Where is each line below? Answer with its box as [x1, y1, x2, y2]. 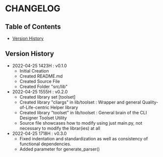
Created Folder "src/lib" [19, 83, 68, 89]
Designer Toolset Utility [19, 115, 67, 121]
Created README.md [19, 73, 63, 79]
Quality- [142, 99, 159, 105]
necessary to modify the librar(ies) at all [19, 125, 101, 131]
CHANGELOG [5, 3, 60, 14]
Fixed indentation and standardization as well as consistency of [19, 135, 148, 141]
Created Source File [19, 78, 60, 84]
